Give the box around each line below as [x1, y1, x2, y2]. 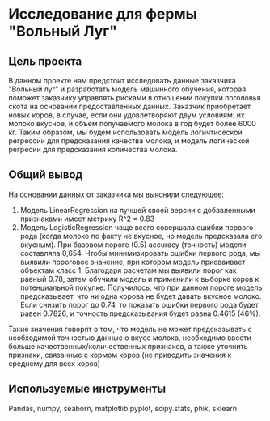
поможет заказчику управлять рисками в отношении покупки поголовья [8, 93, 261, 102]
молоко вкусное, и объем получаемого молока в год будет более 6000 [8, 119, 257, 128]
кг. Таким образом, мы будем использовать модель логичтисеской [8, 127, 243, 137]
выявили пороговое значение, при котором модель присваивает [19, 257, 246, 266]
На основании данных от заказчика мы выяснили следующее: [8, 189, 225, 199]
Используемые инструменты [8, 382, 167, 396]
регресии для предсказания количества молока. [8, 145, 178, 154]
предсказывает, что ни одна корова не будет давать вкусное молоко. [19, 291, 262, 300]
